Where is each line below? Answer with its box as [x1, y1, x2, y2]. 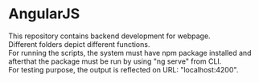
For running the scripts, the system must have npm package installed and [8, 48, 252, 57]
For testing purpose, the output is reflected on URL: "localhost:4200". [8, 64, 239, 74]
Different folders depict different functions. [8, 39, 150, 49]
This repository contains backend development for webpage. [8, 31, 211, 41]
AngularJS [8, 5, 80, 23]
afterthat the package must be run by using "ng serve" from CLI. [8, 57, 222, 66]
